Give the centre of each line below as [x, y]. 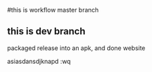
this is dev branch [46, 31]
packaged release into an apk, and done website [76, 48]
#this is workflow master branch [53, 10]
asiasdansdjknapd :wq [39, 61]
